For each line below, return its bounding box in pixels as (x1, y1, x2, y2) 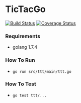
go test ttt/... (12, 93, 47, 98)
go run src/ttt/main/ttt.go (12, 69, 71, 74)
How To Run (5, 57, 35, 64)
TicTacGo (5, 4, 46, 15)
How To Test (5, 80, 36, 87)
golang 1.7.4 (12, 44, 38, 50)
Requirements (5, 33, 41, 40)
